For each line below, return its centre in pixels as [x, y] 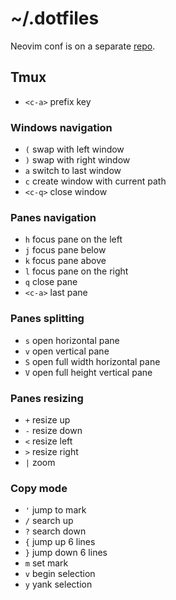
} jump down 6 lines [66, 553]
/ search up [49, 521]
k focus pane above [65, 261]
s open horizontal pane [72, 340]
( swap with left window [74, 149]
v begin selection [60, 574]
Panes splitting [47, 319]
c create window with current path [95, 181]
